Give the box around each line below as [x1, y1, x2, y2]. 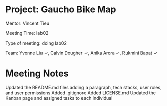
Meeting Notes [5, 67, 69, 79]
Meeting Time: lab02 [5, 30, 49, 36]
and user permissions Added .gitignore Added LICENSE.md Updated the [5, 90, 156, 96]
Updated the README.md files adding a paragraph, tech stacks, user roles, [5, 84, 162, 90]
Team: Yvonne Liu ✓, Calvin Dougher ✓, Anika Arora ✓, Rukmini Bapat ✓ [5, 50, 158, 56]
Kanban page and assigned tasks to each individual [5, 95, 113, 101]
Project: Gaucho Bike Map [5, 4, 116, 15]
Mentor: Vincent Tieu [5, 20, 50, 26]
